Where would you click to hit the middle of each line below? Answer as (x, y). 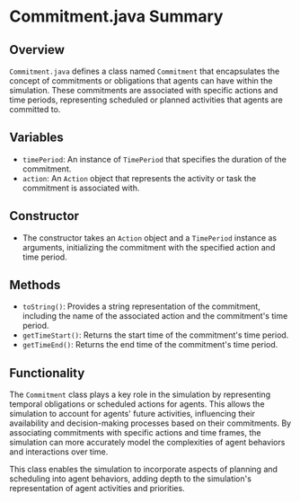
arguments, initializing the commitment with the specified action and (149, 247)
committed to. (35, 109)
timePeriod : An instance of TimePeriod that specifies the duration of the (154, 159)
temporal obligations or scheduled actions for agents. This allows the (137, 404)
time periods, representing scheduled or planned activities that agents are (146, 100)
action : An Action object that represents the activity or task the (139, 178)
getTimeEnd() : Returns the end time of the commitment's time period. (150, 345)
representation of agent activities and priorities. (97, 489)
